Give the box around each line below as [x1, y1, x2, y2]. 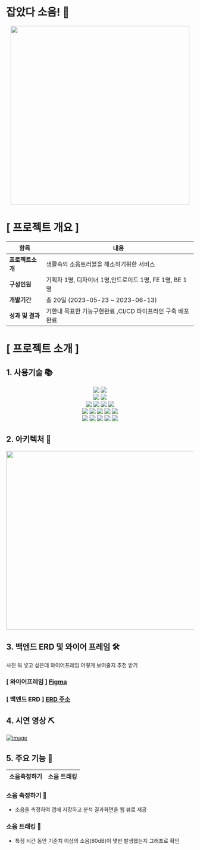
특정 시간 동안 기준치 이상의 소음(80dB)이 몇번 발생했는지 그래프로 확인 [14, 837, 180, 844]
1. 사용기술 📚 [6, 367, 53, 378]
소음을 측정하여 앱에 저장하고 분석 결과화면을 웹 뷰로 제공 [14, 806, 147, 813]
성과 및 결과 [9, 311, 40, 320]
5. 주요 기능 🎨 [6, 753, 53, 764]
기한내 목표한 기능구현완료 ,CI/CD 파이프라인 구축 [46, 307, 177, 315]
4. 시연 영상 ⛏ [6, 715, 55, 725]
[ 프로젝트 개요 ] [6, 221, 79, 234]
